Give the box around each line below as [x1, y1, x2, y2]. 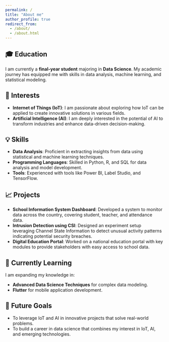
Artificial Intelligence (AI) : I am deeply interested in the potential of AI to [12, 115, 163, 121]
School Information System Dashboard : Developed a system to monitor [12, 207, 162, 213]
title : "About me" [5, 12, 44, 17]
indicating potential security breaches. [12, 233, 93, 239]
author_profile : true [5, 17, 51, 22]
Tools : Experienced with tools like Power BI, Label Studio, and [12, 170, 141, 176]
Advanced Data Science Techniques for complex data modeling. [12, 282, 148, 288]
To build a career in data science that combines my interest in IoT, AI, [12, 325, 156, 331]
